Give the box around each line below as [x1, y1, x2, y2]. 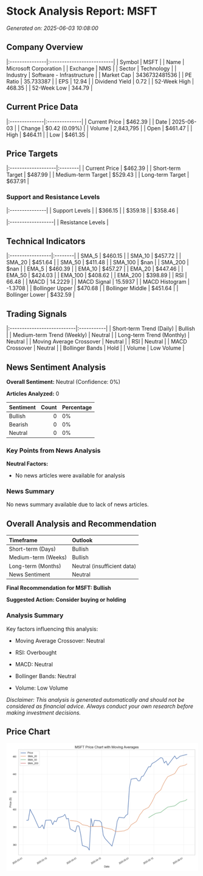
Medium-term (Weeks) [9, 554, 67, 561]
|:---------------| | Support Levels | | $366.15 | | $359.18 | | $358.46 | [6, 207, 179, 214]
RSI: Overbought [15, 649, 57, 656]
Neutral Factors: [6, 460, 49, 467]
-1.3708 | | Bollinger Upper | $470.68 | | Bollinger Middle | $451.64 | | [6, 284, 179, 292]
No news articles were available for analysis [15, 472, 126, 479]
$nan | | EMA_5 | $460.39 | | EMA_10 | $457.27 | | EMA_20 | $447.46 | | [6, 265, 184, 272]
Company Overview [6, 42, 83, 52]
